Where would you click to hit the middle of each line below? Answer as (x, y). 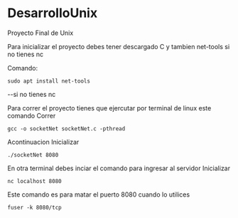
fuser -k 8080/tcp (34, 207)
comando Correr (32, 115)
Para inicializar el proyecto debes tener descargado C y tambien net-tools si (119, 46)
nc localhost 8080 (34, 181)
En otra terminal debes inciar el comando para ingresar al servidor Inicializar (119, 168)
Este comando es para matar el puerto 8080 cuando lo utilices (99, 194)
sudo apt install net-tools (49, 81)
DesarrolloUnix (53, 13)
